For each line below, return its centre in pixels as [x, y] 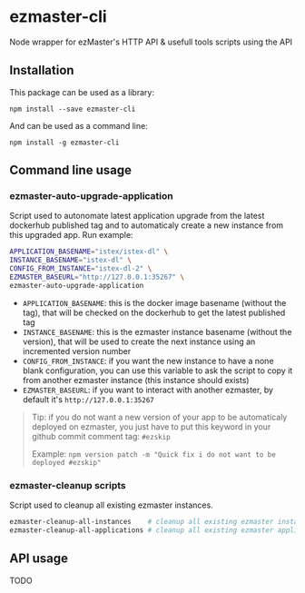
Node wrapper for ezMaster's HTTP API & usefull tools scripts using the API [151, 42]
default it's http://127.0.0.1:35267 [88, 399]
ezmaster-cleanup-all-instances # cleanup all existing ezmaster [142, 522]
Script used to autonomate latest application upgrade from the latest [137, 216]
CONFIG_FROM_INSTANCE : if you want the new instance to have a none [148, 361]
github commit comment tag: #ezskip [101, 436]
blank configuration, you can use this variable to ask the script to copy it [157, 371]
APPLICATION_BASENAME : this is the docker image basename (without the [154, 302]
